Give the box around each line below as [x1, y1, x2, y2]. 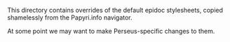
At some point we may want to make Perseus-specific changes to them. [7, 27, 215, 35]
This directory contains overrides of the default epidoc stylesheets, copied [7, 6, 223, 14]
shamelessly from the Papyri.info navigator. [7, 13, 133, 22]
